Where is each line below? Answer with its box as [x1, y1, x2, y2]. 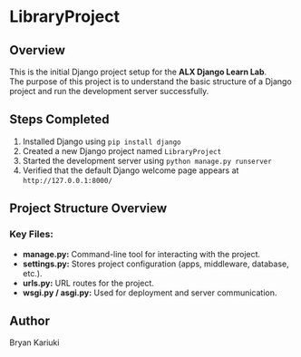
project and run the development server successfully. [9, 86, 209, 96]
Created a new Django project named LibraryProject [22, 145, 222, 156]
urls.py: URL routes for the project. [22, 277, 154, 288]
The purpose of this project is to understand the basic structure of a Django [9, 76, 292, 87]
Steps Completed [9, 111, 110, 128]
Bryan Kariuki [9, 337, 60, 348]
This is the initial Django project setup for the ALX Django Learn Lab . [9, 66, 267, 77]
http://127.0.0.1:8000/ [22, 176, 113, 185]
